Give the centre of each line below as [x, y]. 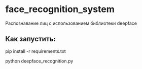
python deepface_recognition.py [39, 61]
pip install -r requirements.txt [35, 51]
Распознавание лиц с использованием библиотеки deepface [71, 23]
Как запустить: [30, 39]
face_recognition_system [60, 9]
